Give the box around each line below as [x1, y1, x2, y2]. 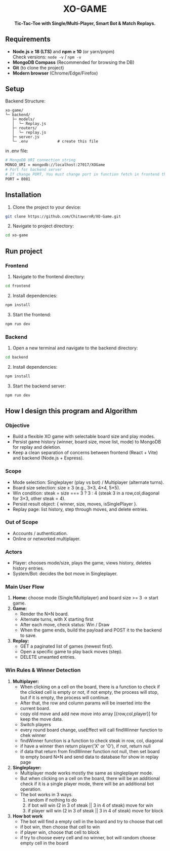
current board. [20, 705, 51, 711]
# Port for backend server [5, 167, 62, 172]
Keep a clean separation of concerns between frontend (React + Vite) [12, 449, 158, 456]
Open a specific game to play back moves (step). [20, 649, 123, 655]
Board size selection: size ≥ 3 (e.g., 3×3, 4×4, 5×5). [12, 484, 120, 490]
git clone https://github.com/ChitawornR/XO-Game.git [5, 214, 121, 219]
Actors [5, 548, 23, 555]
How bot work [12, 813, 43, 819]
